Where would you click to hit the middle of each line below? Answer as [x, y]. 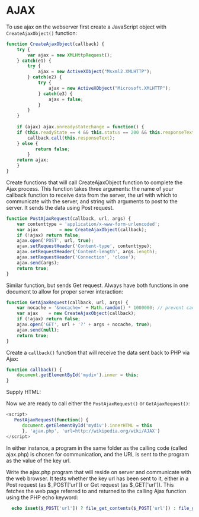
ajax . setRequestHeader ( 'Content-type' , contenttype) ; [84, 246]
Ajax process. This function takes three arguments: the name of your [90, 188]
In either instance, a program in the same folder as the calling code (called [97, 448]
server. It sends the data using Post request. [60, 207]
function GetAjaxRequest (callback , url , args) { [67, 302]
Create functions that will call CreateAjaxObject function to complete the [94, 182]
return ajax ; [33, 160]
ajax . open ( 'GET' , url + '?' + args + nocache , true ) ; [84, 324]
